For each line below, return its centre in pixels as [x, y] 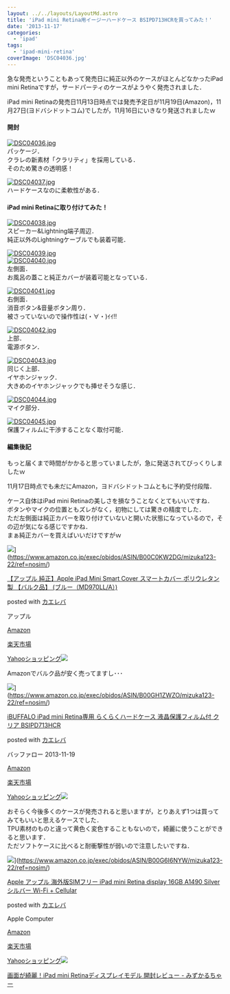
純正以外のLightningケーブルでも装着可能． [68, 240]
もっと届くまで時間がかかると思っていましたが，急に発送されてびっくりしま [115, 463]
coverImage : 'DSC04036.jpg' [47, 58]
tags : [15, 45]
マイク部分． [25, 408]
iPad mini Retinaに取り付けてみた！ [58, 207]
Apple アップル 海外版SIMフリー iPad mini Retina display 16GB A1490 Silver [114, 882]
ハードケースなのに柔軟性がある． [55, 190]
